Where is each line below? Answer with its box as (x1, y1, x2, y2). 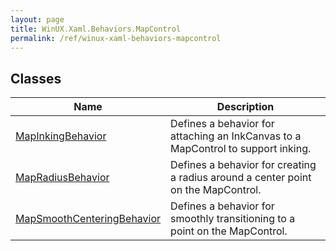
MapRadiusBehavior (15, 171, 110, 185)
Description (216, 100, 275, 114)
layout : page (10, 14, 65, 25)
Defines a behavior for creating (170, 158, 317, 172)
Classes (10, 70, 62, 87)
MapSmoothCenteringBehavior (15, 212, 162, 226)
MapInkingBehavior (15, 129, 107, 143)
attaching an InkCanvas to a (170, 129, 302, 143)
